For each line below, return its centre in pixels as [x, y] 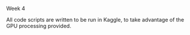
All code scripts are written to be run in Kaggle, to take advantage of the [95, 20]
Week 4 [16, 8]
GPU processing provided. [39, 26]
